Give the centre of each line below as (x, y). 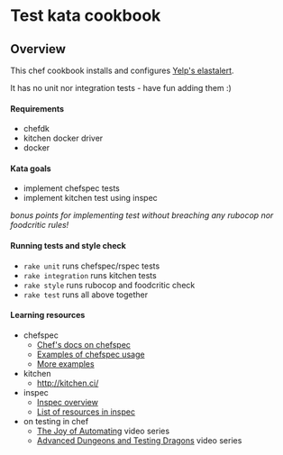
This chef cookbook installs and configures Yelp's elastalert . (122, 70)
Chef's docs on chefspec (84, 344)
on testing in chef (56, 421)
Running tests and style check (68, 246)
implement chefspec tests (71, 188)
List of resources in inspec (86, 412)
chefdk (37, 129)
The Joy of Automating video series (103, 431)
